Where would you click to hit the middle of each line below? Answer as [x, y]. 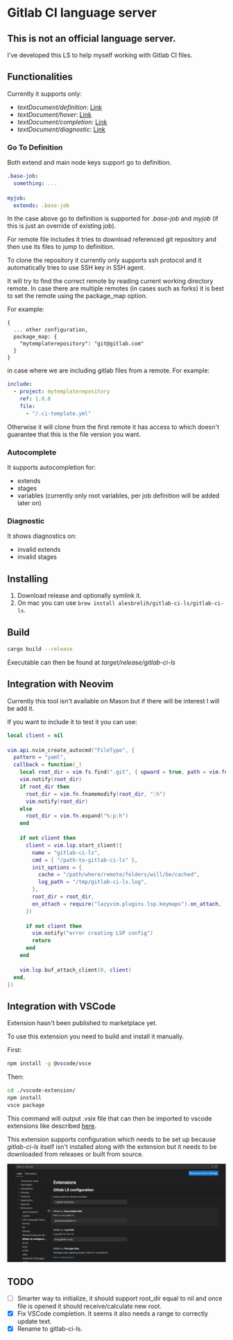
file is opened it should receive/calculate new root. [89, 1306]
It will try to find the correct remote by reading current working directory [110, 281]
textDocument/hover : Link [54, 114]
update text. [34, 1321]
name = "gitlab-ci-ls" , [66, 853]
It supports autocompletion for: [51, 468]
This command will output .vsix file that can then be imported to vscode [110, 1118]
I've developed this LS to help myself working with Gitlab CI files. [100, 55]
